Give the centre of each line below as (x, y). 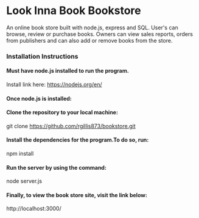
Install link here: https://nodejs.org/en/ (54, 85)
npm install (20, 154)
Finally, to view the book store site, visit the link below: (77, 195)
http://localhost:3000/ (34, 209)
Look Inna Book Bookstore (74, 11)
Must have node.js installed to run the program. (68, 71)
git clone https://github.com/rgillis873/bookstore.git (71, 126)
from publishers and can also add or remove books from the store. (89, 40)
